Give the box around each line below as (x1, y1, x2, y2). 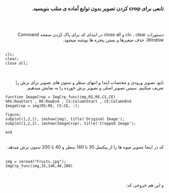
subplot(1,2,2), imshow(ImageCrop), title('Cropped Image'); (5, 121, 136, 126)
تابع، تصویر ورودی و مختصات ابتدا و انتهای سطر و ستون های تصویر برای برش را (16, 80, 164, 86)
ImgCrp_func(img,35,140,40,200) (5, 164, 73, 169)
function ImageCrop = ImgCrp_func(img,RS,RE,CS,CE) (5, 95, 116, 100)
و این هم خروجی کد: (126, 182, 164, 188)
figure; (5, 112, 22, 117)
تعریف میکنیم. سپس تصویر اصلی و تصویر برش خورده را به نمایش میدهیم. (26, 85, 164, 91)
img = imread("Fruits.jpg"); (5, 159, 66, 164)
